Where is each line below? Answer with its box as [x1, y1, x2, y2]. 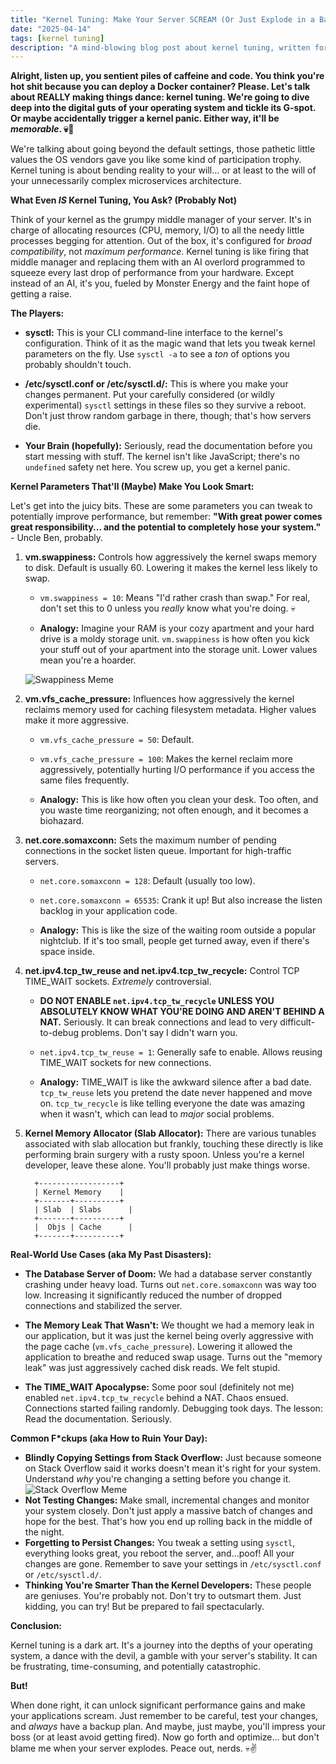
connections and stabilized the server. [24, 1300, 183, 1312]
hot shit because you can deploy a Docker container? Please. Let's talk [10, 81, 311, 93]
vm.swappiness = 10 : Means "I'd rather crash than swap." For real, [39, 592, 311, 604]
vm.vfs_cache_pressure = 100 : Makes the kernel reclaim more [39, 753, 293, 765]
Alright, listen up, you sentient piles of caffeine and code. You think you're [10, 70, 325, 82]
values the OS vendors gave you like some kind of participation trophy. [10, 154, 302, 166]
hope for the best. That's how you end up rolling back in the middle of [24, 1516, 313, 1528]
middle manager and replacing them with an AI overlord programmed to [10, 256, 306, 268]
